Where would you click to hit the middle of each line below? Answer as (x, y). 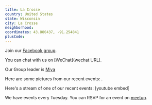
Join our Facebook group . (31, 50)
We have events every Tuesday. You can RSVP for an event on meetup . (76, 97)
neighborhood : (19, 28)
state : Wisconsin (23, 18)
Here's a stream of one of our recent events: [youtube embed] (67, 88)
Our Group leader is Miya (30, 69)
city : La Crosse (21, 23)
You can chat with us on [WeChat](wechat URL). (53, 60)
